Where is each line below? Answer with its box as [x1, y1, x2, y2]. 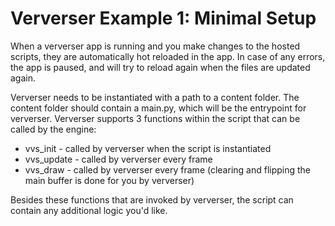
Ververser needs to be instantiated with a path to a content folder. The [10, 91, 300, 103]
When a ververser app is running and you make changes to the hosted [10, 40, 301, 52]
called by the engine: [10, 123, 97, 135]
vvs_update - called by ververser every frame [24, 153, 213, 165]
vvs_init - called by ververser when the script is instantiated [24, 142, 272, 154]
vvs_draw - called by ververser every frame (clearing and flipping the [24, 163, 312, 176]
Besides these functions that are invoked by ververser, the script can [10, 193, 294, 206]
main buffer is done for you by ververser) [24, 174, 195, 186]
